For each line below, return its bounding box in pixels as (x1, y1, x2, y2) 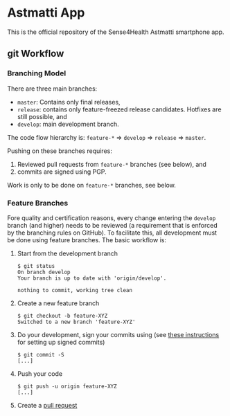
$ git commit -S (17, 351, 64, 358)
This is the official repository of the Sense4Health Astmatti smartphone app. (7, 28, 224, 36)
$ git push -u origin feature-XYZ (17, 383, 117, 390)
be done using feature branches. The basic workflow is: (7, 235, 166, 244)
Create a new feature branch (17, 299, 100, 307)
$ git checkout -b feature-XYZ (17, 312, 108, 319)
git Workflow (7, 48, 64, 60)
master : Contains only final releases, (17, 98, 121, 106)
